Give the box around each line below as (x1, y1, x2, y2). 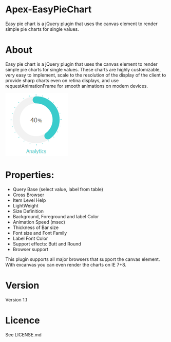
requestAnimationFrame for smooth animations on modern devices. (5, 83, 148, 89)
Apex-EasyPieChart (5, 4, 92, 15)
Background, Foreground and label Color (12, 213, 99, 219)
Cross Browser (12, 192, 45, 198)
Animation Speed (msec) (12, 219, 66, 225)
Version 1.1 (5, 296, 27, 302)
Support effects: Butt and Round (12, 240, 81, 247)
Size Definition (12, 208, 44, 214)
